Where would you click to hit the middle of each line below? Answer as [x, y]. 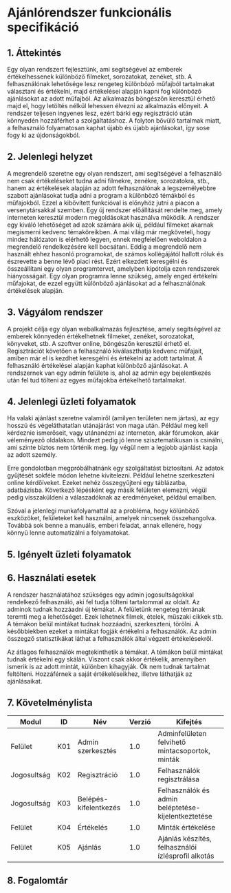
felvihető [172, 742]
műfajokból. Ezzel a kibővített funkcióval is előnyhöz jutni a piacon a [103, 203]
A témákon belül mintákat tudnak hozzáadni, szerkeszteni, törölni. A [103, 624]
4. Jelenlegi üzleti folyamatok [71, 402]
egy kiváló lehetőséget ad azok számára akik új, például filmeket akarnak [111, 225]
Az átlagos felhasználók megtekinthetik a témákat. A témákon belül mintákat [115, 652]
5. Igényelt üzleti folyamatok [69, 554]
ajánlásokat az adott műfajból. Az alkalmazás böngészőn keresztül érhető [111, 99]
